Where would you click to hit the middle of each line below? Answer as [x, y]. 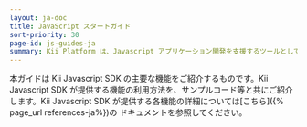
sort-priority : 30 [44, 34]
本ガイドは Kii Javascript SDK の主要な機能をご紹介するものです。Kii [139, 79]
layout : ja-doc [38, 18]
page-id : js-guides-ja [53, 43]
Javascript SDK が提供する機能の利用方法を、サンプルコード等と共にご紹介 [152, 90]
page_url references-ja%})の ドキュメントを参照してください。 [128, 112]
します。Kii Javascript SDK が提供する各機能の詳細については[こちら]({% [147, 102]
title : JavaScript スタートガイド [70, 26]
